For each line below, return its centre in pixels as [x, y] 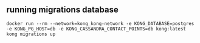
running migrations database [62, 10]
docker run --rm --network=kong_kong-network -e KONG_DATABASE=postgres [100, 23]
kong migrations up [31, 34]
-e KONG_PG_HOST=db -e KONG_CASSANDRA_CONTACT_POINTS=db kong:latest [96, 29]
